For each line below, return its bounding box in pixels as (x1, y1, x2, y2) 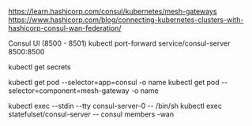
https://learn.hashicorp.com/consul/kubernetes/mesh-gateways (8, 7, 217, 16)
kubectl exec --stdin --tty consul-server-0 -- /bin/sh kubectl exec (8, 102, 223, 110)
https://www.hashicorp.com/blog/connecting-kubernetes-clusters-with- (8, 15, 244, 24)
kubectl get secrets (8, 62, 71, 72)
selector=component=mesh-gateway (8, 86, 130, 95)
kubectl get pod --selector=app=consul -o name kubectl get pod (8, 78, 220, 87)
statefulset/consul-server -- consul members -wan (8, 109, 175, 119)
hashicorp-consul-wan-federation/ (8, 24, 122, 32)
